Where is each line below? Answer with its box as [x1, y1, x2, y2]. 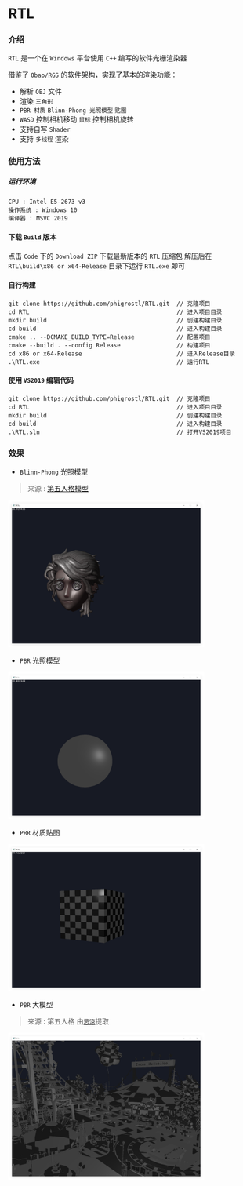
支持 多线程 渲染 [19, 134, 69, 144]
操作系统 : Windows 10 [8, 206, 78, 214]
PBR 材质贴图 [19, 828, 60, 838]
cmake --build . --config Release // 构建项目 [8, 341, 211, 349]
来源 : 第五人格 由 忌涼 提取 [27, 1017, 110, 1026]
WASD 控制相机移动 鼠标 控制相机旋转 [19, 115, 135, 124]
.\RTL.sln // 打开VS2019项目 [8, 428, 232, 436]
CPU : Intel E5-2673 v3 [8, 198, 86, 206]
